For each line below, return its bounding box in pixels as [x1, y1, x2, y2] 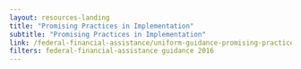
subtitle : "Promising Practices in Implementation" [9, 30, 206, 39]
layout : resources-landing [9, 13, 110, 22]
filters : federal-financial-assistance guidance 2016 [9, 47, 215, 56]
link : [9, 38, 30, 47]
